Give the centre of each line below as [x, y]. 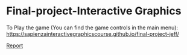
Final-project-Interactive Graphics [94, 11]
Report [15, 45]
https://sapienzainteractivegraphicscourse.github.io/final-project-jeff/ [93, 33]
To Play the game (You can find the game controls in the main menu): [92, 27]
